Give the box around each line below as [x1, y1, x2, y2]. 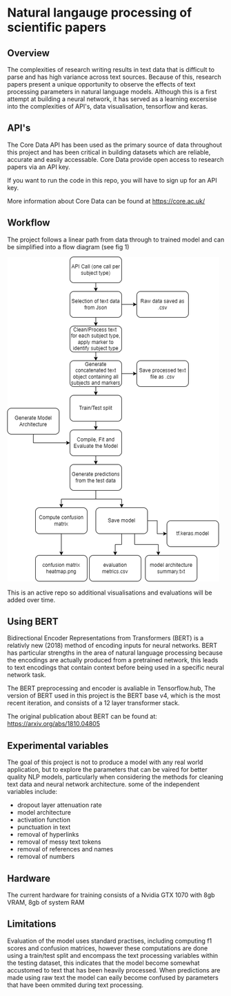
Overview [7, 47, 50, 59]
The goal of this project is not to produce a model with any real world [7, 758, 203, 766]
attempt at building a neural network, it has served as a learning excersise [7, 95, 217, 103]
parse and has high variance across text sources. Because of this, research [7, 73, 222, 81]
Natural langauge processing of [7, 5, 192, 21]
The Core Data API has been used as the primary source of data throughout [7, 141, 223, 149]
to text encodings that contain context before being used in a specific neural [7, 663, 224, 672]
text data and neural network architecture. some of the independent [7, 780, 200, 788]
